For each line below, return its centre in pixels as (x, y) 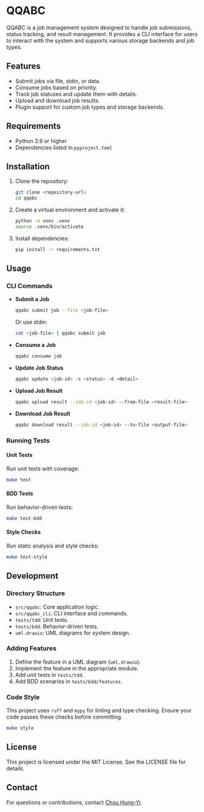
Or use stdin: (31, 322)
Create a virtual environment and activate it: (70, 210)
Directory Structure (36, 593)
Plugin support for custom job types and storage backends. (90, 107)
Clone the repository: (42, 181)
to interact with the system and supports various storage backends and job (100, 40)
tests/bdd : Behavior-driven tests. (57, 626)
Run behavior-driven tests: (40, 507)
